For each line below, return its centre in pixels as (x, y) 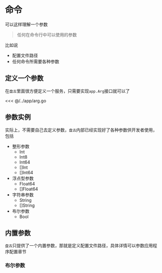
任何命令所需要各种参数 (36, 61)
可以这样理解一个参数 (26, 24)
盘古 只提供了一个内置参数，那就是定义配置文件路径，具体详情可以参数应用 (79, 246)
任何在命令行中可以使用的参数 (47, 35)
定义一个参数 (24, 78)
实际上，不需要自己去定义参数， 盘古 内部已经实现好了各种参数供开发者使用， (81, 130)
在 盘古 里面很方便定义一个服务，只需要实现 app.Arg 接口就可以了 (67, 91)
